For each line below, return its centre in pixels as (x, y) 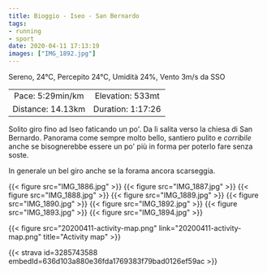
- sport (22, 39)
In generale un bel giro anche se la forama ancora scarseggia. (112, 171)
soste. (19, 155)
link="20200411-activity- (200, 228)
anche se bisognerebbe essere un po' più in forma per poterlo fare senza (131, 146)
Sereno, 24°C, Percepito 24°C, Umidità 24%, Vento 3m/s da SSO (117, 77)
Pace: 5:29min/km (49, 96)
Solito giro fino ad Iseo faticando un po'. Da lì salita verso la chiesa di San (131, 129)
